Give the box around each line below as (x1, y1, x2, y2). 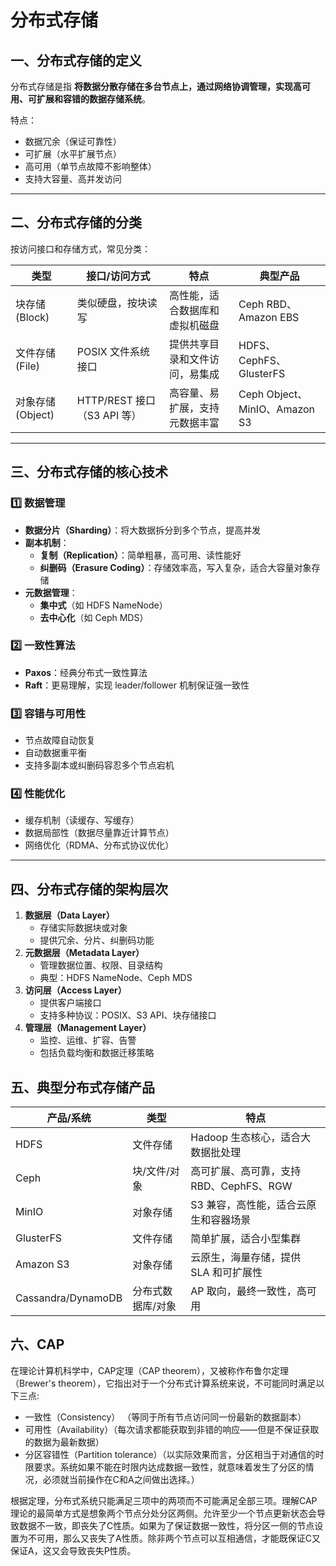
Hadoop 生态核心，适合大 (190, 1131, 312, 1145)
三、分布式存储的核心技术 (10, 464, 168, 481)
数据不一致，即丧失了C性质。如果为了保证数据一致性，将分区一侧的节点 (18, 1519, 315, 1531)
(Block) (15, 310, 50, 324)
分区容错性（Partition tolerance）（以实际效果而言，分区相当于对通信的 (24, 1448, 316, 1460)
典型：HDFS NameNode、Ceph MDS (39, 972, 193, 984)
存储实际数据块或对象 (39, 922, 128, 934)
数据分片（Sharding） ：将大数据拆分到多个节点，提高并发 (24, 524, 262, 536)
